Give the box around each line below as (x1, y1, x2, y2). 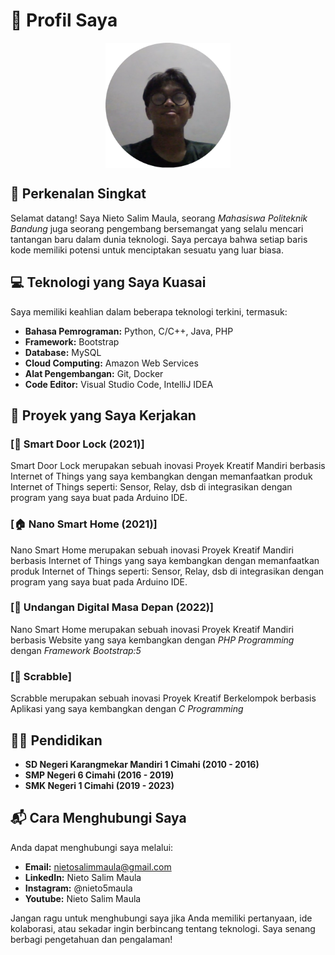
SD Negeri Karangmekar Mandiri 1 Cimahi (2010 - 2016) (24, 758, 260, 770)
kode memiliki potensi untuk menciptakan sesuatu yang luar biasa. (10, 244, 285, 256)
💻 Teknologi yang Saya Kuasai (10, 274, 207, 291)
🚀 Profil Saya (10, 9, 118, 32)
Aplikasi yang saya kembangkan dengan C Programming (10, 703, 244, 715)
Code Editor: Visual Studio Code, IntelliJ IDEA (24, 378, 214, 390)
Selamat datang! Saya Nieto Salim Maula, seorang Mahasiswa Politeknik (10, 212, 308, 224)
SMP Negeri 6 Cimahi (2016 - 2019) (24, 769, 175, 781)
